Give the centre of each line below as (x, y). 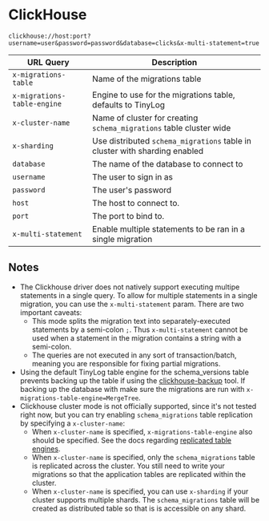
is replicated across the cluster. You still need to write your (128, 466)
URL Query (48, 62)
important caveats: (51, 312)
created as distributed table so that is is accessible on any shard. (139, 508)
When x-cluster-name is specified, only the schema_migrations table (143, 457)
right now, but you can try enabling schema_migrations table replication (137, 414)
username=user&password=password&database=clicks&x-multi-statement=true (134, 43)
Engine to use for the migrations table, (163, 95)
